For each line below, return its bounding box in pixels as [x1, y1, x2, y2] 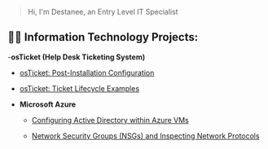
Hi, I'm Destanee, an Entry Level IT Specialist [27, 7, 178, 16]
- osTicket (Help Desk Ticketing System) [7, 52, 146, 62]
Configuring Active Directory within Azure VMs [31, 115, 189, 125]
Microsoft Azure [19, 99, 77, 109]
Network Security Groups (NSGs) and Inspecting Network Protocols [31, 130, 260, 141]
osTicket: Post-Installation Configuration [19, 68, 155, 77]
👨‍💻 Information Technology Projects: [7, 30, 199, 44]
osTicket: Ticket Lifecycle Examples [19, 83, 140, 93]
